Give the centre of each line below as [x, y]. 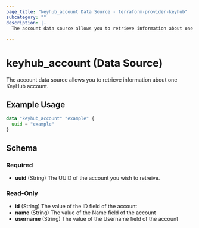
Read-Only [22, 193]
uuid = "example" [33, 124]
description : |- [26, 23]
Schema [22, 148]
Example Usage [36, 105]
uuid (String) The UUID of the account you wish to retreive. [87, 178]
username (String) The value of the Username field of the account [97, 219]
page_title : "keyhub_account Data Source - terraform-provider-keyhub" [97, 12]
